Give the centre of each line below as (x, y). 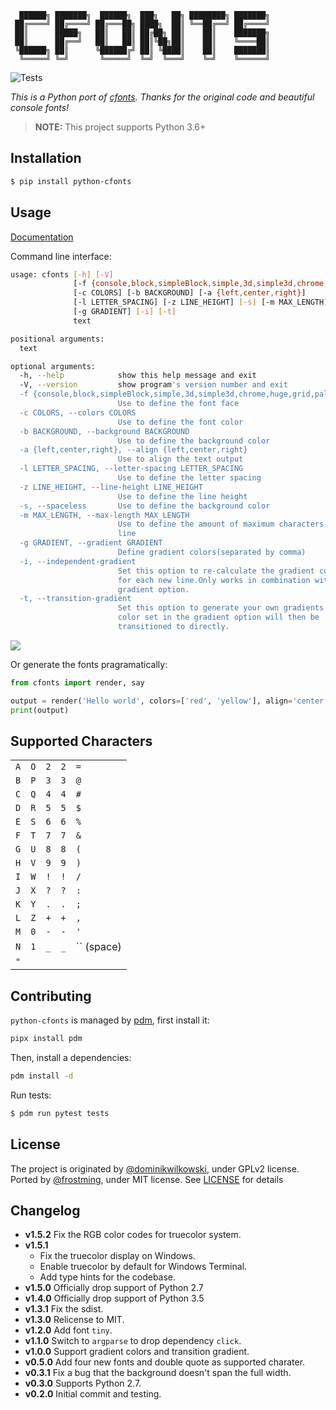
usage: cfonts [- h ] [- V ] (62, 274)
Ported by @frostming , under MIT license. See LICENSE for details (147, 1179)
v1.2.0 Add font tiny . (68, 1330)
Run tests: (31, 1095)
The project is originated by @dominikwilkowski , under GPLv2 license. (155, 1168)
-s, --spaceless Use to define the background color (145, 506)
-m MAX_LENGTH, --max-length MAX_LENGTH (104, 515)
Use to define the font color (180, 422)
